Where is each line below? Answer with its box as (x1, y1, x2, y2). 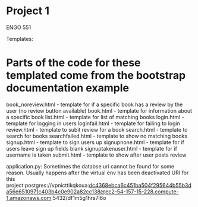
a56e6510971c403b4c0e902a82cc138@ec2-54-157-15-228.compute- (6, 188, 180, 195)
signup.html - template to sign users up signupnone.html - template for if (6, 138, 184, 146)
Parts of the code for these (6, 56, 141, 69)
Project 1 (6, 4, 49, 18)
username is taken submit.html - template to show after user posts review (6, 151, 187, 158)
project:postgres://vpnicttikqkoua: (6, 181, 89, 189)
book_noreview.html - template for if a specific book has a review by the (6, 101, 183, 108)
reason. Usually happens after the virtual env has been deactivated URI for (6, 169, 189, 176)
